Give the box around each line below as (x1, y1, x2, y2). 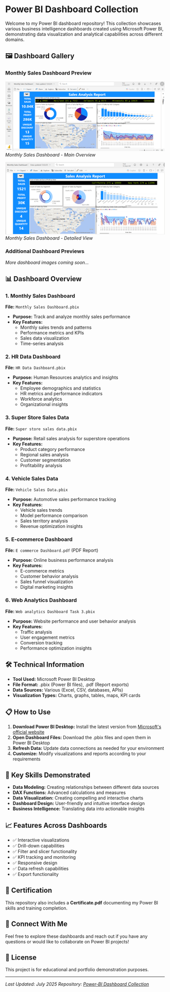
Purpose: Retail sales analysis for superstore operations (12, 435, 130, 441)
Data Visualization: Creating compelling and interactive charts (12, 795, 143, 801)
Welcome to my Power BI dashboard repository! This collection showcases (5, 20, 161, 26)
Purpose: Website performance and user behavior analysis (12, 618, 136, 624)
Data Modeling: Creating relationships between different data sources (12, 784, 159, 790)
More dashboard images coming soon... (5, 259, 89, 265)
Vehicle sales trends (20, 507, 63, 513)
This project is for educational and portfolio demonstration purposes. (5, 967, 149, 973)
